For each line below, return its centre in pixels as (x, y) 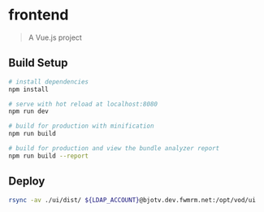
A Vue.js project (55, 37)
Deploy (27, 182)
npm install (28, 89)
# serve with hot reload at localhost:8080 (83, 104)
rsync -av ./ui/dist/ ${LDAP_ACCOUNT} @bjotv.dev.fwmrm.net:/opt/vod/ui (132, 200)
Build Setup (38, 63)
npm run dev (28, 111)
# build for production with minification (81, 126)
